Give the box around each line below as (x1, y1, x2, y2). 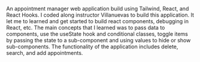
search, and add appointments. (6, 49, 83, 56)
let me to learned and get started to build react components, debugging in (6, 18, 189, 24)
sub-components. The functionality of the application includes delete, (6, 43, 178, 50)
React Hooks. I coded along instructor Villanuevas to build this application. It (6, 11, 195, 18)
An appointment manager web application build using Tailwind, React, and (6, 5, 189, 12)
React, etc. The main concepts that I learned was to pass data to (6, 24, 165, 31)
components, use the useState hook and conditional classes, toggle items (6, 30, 189, 38)
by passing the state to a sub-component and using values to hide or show (6, 37, 191, 44)
